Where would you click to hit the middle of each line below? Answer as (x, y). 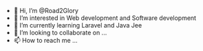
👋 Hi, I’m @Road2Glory (46, 11)
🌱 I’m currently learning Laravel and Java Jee (78, 25)
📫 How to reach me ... (45, 40)
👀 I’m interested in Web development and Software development (105, 18)
